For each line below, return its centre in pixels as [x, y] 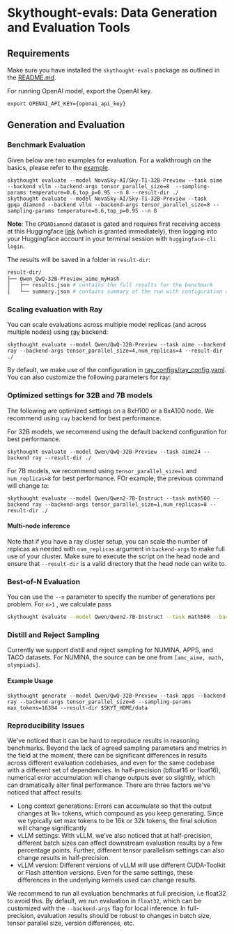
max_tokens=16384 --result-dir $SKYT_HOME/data [78, 708]
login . [16, 246]
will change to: [28, 485]
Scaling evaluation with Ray [55, 309]
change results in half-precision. [64, 857]
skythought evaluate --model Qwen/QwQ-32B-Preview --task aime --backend [117, 345]
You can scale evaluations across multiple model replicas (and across [107, 325]
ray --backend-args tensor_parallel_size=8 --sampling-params [99, 702]
